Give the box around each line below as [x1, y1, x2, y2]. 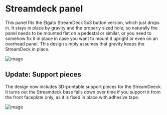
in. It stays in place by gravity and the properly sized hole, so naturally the [5, 24, 158, 30]
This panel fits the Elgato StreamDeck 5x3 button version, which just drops [5, 19, 159, 25]
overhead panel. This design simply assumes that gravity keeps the [5, 40, 144, 46]
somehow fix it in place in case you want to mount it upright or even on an [5, 35, 158, 41]
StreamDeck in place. [5, 46, 50, 52]
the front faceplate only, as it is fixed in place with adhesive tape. [5, 94, 139, 100]
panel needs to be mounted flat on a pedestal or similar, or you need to [5, 30, 152, 36]
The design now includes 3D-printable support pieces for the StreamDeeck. [5, 83, 162, 89]
